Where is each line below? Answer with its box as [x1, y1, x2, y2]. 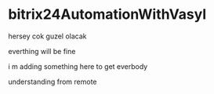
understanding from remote [8, 77, 97, 86]
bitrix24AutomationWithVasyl [8, 5, 206, 23]
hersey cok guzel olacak [8, 31, 88, 41]
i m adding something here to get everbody [8, 61, 148, 71]
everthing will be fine [8, 46, 76, 56]
